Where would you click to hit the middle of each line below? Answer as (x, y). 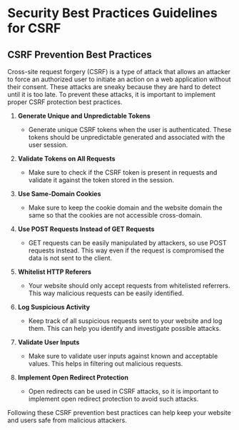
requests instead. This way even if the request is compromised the (126, 250)
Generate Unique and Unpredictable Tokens (84, 116)
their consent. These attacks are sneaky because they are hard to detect (114, 87)
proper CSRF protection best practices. (65, 102)
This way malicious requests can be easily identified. (106, 293)
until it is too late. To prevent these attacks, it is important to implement (112, 94)
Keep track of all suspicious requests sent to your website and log (125, 321)
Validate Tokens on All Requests (66, 159)
